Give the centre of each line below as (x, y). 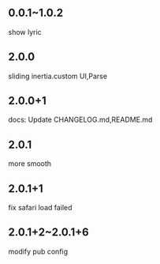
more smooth (30, 164)
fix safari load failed (40, 208)
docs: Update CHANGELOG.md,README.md (80, 120)
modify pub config (38, 251)
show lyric (25, 32)
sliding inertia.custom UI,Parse (58, 76)
